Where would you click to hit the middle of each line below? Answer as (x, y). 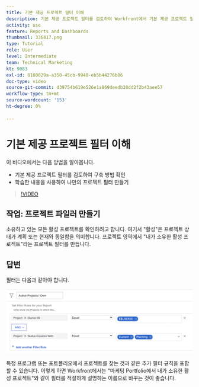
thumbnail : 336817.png (34, 38)
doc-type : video (26, 81)
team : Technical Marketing (39, 62)
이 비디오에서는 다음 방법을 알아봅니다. (50, 162)
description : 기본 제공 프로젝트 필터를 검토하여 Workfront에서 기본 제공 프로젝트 (97, 19)
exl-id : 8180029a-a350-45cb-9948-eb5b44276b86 (65, 75)
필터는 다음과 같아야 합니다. (38, 280)
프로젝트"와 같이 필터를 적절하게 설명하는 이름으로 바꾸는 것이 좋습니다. (94, 378)
